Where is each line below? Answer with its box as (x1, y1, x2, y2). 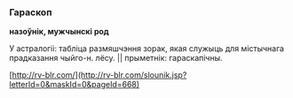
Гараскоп (9, 6, 52, 19)
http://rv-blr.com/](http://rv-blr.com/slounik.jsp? (12, 70, 187, 80)
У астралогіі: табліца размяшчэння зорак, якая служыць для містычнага (9, 43, 284, 54)
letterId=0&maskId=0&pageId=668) (9, 79, 140, 90)
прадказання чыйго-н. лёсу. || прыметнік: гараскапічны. (9, 53, 224, 64)
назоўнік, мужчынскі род (9, 26, 109, 37)
